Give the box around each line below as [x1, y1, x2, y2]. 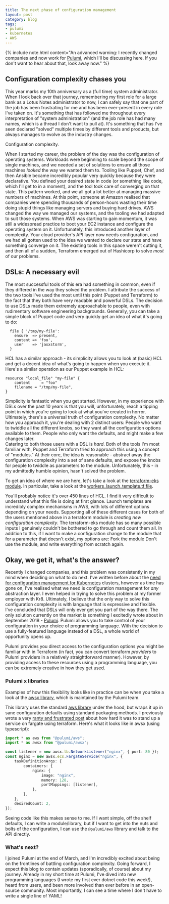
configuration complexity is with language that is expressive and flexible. [5, 601, 156, 608]
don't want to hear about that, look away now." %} [5, 60, 109, 66]
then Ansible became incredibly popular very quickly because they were [5, 173, 155, 179]
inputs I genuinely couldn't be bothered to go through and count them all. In [5, 525, 162, 531]
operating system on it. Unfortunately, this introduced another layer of [5, 226, 150, 232]
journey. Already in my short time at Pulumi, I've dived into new [5, 871, 136, 878]
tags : [5, 21, 17, 27]
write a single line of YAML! [5, 893, 62, 899]
